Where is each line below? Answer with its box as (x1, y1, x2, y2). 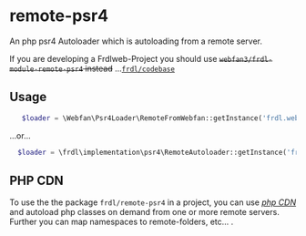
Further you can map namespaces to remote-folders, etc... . (9, 216, 234, 228)
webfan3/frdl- (219, 55, 273, 64)
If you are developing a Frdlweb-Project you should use (9, 53, 218, 64)
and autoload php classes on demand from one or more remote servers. (9, 207, 280, 218)
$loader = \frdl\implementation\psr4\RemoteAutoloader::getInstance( (17, 148, 287, 157)
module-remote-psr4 (9, 65, 84, 74)
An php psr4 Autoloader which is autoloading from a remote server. (9, 36, 262, 46)
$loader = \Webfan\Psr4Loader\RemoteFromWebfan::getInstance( (21, 113, 262, 123)
